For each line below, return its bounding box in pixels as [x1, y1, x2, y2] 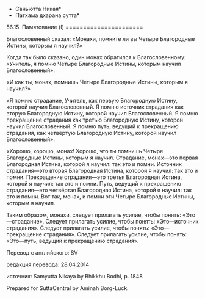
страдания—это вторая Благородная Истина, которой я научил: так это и [6, 167, 198, 174]
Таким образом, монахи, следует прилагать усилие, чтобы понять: [6, 211, 182, 219]
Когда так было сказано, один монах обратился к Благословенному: [6, 54, 186, 60]
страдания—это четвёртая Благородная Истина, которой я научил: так [6, 186, 192, 194]
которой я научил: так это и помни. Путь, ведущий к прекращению [6, 180, 182, 187]
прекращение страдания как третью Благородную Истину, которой [6, 116, 183, 123]
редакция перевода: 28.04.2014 [6, 261, 90, 268]
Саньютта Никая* [15, 5, 62, 12]
